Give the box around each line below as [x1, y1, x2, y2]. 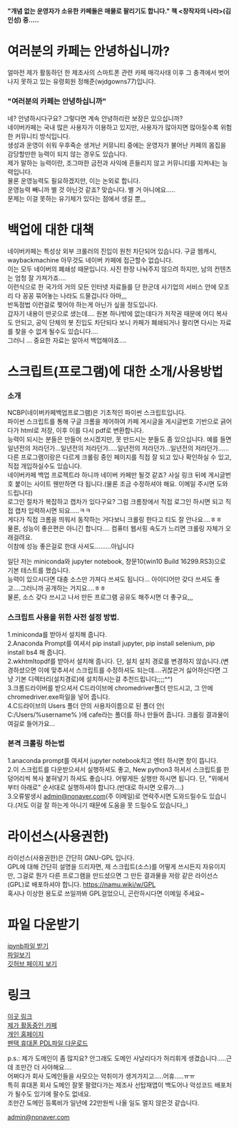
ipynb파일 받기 [7, 941, 49, 950]
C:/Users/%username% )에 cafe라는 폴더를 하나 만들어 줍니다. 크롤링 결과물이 [7, 710, 230, 719]
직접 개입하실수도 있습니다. [7, 462, 82, 471]
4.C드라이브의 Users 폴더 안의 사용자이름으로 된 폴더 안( [7, 701, 165, 709]
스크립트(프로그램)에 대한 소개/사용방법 [7, 364, 223, 379]
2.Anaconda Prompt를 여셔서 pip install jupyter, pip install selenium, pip [7, 639, 215, 647]
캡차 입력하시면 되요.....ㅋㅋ [14, 506, 91, 515]
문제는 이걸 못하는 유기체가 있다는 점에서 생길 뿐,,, [7, 194, 146, 202]
